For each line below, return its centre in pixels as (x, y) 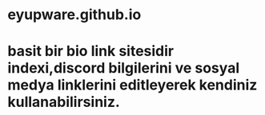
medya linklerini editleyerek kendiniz (132, 85)
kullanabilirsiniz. (64, 102)
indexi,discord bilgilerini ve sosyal (124, 68)
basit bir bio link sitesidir (90, 52)
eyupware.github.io (74, 15)
